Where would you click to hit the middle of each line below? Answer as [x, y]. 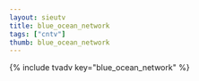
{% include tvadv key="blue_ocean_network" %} [99, 68]
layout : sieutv [38, 17]
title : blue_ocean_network [60, 26]
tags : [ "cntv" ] [38, 34]
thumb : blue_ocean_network [60, 42]
